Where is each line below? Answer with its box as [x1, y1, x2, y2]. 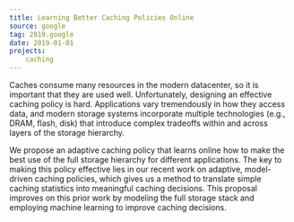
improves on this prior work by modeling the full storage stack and [9, 192, 255, 203]
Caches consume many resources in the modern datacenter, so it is [9, 80, 259, 90]
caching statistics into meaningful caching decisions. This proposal [9, 183, 258, 193]
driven [9, 173, 33, 184]
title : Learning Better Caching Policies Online [9, 13, 195, 22]
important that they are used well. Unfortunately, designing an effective [9, 89, 272, 100]
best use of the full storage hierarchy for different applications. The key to [9, 155, 282, 164]
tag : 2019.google [9, 30, 74, 39]
